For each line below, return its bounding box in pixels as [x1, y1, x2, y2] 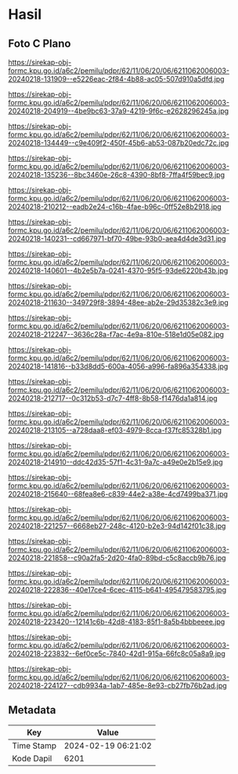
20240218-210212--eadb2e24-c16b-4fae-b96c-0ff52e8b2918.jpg [8, 202, 222, 211]
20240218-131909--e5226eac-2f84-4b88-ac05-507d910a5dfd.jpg [8, 75, 225, 83]
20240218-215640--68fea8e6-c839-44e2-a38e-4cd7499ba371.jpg [8, 490, 229, 498]
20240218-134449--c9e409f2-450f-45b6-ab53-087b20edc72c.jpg [8, 138, 229, 147]
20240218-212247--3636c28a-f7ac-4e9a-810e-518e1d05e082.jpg [8, 330, 225, 339]
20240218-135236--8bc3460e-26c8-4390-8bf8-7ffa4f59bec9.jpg [8, 171, 225, 179]
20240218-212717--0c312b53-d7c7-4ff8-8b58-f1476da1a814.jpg [8, 394, 218, 402]
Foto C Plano [8, 37, 71, 50]
